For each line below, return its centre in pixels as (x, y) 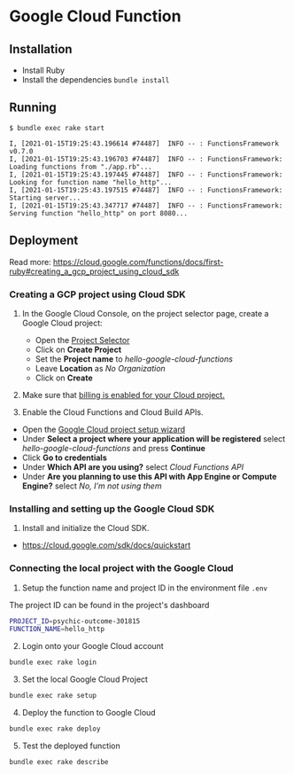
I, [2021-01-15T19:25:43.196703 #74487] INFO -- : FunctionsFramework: (146, 159)
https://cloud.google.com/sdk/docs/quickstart (106, 545)
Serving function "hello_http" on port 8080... (99, 213)
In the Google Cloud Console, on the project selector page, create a (145, 313)
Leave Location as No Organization (100, 368)
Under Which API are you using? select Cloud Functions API (133, 466)
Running (33, 108)
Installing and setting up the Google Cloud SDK (112, 509)
